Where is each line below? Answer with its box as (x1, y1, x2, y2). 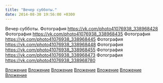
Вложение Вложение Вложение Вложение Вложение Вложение (5, 67, 142, 73)
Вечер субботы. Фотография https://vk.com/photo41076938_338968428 (5, 25, 158, 31)
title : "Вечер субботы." (5, 7, 57, 12)
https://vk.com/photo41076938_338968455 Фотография (5, 47, 123, 53)
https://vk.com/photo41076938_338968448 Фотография (5, 41, 124, 47)
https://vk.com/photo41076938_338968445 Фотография (5, 36, 123, 42)
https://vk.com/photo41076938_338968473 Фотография (5, 52, 123, 58)
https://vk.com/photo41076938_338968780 (5, 57, 96, 63)
